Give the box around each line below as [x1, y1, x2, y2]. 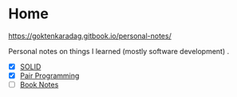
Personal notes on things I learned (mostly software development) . [8, 46, 230, 56]
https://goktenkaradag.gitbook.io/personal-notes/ [8, 31, 172, 41]
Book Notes [19, 80, 59, 90]
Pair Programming [19, 71, 80, 80]
